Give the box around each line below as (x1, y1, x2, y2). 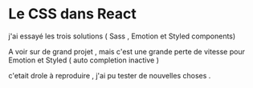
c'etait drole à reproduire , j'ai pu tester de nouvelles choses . (8, 70, 211, 80)
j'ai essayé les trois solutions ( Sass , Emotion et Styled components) (8, 31, 236, 41)
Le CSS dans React (8, 5, 137, 23)
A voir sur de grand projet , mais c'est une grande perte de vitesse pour (8, 46, 245, 56)
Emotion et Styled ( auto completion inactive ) (8, 55, 159, 65)
